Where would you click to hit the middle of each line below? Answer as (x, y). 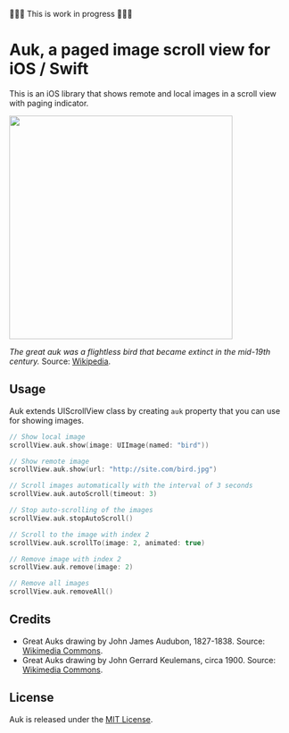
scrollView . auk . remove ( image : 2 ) (71, 568)
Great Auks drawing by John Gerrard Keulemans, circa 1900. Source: (149, 660)
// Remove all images (50, 584)
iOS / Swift (49, 69)
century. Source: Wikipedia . (60, 361)
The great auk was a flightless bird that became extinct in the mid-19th (140, 351)
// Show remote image (50, 461)
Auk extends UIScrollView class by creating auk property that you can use (145, 410)
